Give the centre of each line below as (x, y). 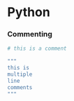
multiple (20, 74)
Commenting (30, 34)
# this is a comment (37, 49)
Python (29, 12)
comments (20, 87)
